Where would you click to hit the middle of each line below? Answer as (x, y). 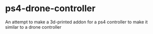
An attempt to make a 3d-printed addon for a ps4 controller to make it (76, 22)
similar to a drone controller (33, 27)
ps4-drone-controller (50, 8)
